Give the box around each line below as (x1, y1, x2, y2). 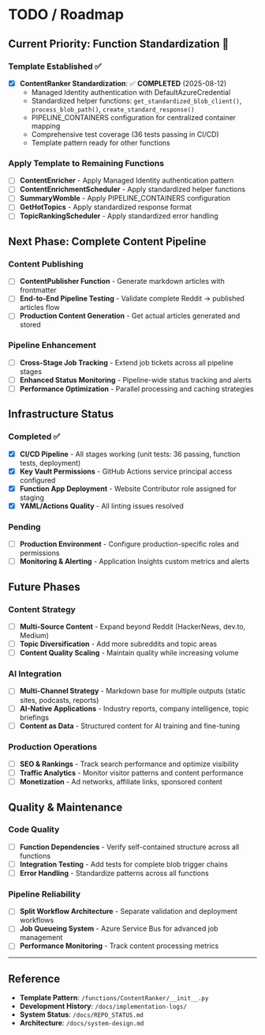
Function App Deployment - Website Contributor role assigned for (19, 484, 237, 493)
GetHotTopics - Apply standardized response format (19, 202, 192, 212)
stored (19, 320, 41, 330)
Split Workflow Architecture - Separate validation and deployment (19, 907, 238, 916)
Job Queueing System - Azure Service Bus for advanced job (19, 924, 218, 934)
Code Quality (8, 824, 60, 835)
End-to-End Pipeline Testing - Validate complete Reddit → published (19, 294, 244, 304)
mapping (31, 121, 61, 130)
